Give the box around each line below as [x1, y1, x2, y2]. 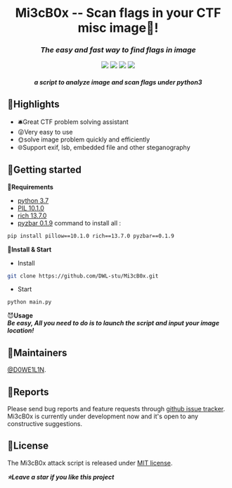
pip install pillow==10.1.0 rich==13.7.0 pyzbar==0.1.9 [7, 232, 174, 239]
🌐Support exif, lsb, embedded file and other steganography [17, 143, 191, 151]
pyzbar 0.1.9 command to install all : [17, 218, 122, 227]
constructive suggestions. [7, 419, 83, 427]
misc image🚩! [77, 20, 159, 36]
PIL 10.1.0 [17, 204, 44, 212]
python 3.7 [17, 196, 49, 205]
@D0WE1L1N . [7, 365, 46, 374]
